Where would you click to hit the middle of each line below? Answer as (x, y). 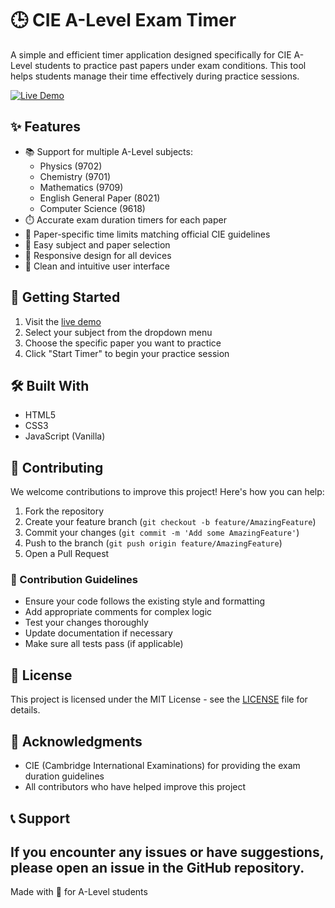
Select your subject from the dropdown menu (118, 332)
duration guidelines (64, 776)
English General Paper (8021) (100, 198)
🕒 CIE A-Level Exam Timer (123, 20)
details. (25, 710)
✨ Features (45, 127)
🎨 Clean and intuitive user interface (97, 266)
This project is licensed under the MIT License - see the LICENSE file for (159, 699)
